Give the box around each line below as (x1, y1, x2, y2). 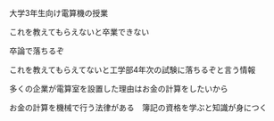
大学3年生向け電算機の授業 (9, 8, 109, 18)
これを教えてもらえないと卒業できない (9, 27, 150, 37)
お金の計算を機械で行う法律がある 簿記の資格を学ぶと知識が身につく (9, 102, 268, 113)
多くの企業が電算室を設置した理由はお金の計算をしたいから (9, 84, 228, 93)
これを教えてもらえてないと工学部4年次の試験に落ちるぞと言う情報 (9, 65, 256, 75)
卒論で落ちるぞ (9, 45, 64, 56)
